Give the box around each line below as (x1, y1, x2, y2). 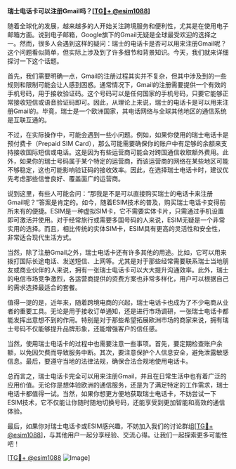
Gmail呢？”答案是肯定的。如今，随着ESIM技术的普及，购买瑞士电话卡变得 (7, 198, 220, 206)
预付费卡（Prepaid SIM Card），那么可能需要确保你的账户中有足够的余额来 (7, 140, 221, 147)
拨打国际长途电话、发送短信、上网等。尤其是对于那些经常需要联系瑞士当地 (7, 257, 223, 265)
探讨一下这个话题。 (7, 57, 63, 65)
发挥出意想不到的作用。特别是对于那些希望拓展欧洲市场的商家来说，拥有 (13, 316, 223, 324)
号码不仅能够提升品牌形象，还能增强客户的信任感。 (13, 324, 162, 333)
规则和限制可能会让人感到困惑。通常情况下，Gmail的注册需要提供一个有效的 (7, 81, 227, 88)
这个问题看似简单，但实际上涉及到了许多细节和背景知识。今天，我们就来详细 (7, 48, 229, 56)
